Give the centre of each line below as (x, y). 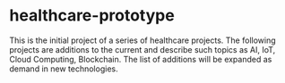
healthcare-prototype (92, 16)
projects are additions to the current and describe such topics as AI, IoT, (142, 49)
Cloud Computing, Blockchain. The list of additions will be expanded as (141, 59)
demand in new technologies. (64, 69)
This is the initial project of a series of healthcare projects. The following (142, 40)
